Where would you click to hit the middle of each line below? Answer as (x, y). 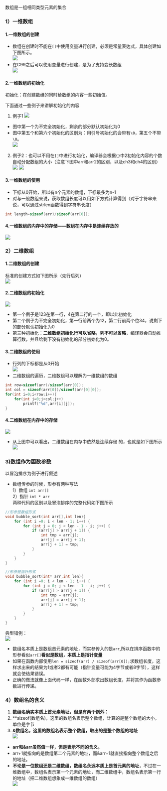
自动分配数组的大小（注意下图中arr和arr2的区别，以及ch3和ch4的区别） (86, 162)
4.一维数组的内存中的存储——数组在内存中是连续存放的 (62, 226)
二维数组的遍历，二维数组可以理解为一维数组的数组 (65, 376)
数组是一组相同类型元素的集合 (36, 7)
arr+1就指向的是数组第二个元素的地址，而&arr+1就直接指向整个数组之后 (85, 753)
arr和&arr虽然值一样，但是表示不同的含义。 (57, 747)
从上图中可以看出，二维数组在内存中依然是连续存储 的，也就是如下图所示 (87, 441)
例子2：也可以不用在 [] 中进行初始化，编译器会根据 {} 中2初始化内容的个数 (87, 155)
